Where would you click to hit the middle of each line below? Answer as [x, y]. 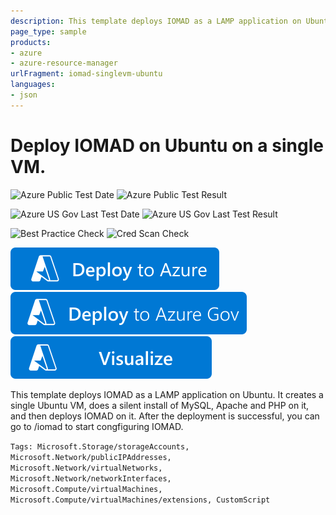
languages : [33, 85]
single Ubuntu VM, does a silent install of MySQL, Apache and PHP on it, [160, 405]
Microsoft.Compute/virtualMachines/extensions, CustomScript [140, 500]
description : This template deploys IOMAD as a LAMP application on [156, 21]
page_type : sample [48, 31]
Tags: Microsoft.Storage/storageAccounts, [100, 446]
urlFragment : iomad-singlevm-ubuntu [86, 74]
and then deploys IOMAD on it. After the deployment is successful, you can [165, 416]
